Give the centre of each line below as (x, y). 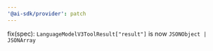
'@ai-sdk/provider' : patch (47, 14)
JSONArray (22, 40)
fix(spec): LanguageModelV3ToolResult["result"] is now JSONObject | (107, 34)
